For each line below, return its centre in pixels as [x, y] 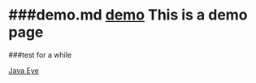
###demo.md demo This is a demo [128, 15]
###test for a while [40, 55]
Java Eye [24, 70]
